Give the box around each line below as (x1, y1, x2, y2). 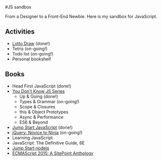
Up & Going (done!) (19, 93, 58, 99)
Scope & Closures (19, 104, 55, 109)
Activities (5, 28, 35, 36)
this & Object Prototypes (19, 109, 69, 115)
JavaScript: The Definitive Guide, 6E (12, 140, 85, 145)
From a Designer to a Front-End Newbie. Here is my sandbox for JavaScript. (5, 14, 157, 19)
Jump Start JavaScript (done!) (12, 124, 73, 130)
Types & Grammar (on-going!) (19, 98, 80, 104)
